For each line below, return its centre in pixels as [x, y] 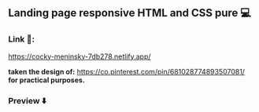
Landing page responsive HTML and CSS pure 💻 [130, 13]
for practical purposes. [46, 80]
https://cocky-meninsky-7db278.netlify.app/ [80, 56]
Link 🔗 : [22, 39]
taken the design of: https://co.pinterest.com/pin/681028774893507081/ [127, 71]
